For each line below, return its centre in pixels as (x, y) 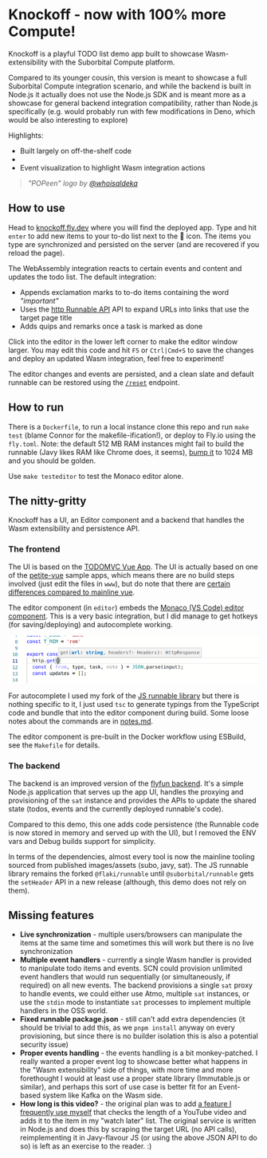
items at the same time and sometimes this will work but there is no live (137, 943)
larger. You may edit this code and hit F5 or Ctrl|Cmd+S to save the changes (131, 350)
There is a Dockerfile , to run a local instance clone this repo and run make (129, 426)
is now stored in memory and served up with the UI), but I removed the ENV (132, 832)
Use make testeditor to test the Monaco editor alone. (96, 476)
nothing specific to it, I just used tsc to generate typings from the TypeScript (134, 705)
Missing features (51, 915)
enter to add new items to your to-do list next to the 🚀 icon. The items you (130, 236)
